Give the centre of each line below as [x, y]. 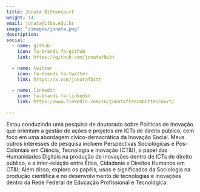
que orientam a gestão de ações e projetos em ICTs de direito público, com [100, 131]
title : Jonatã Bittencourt [40, 12]
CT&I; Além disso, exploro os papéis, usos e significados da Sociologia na [98, 169]
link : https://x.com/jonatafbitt [59, 80]
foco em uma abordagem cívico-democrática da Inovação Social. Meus [95, 137]
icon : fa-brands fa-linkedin [54, 96]
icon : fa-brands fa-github [51, 52]
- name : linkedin [34, 91]
